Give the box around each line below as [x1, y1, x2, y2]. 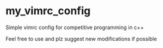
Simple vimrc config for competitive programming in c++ [5, 24, 144, 31]
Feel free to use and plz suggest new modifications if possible [5, 35, 158, 42]
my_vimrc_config [5, 4, 91, 18]
